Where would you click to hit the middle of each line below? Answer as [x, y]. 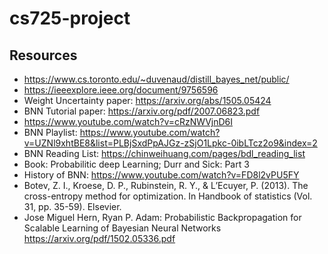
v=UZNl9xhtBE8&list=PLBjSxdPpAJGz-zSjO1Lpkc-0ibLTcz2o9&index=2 [170, 143]
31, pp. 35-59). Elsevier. [72, 206]
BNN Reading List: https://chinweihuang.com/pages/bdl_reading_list [164, 153]
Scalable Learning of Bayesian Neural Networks [122, 228]
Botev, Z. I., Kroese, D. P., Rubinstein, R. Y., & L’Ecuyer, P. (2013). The [166, 185]
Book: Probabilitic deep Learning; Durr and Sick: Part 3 [136, 164]
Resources [43, 55]
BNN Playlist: [50, 132]
